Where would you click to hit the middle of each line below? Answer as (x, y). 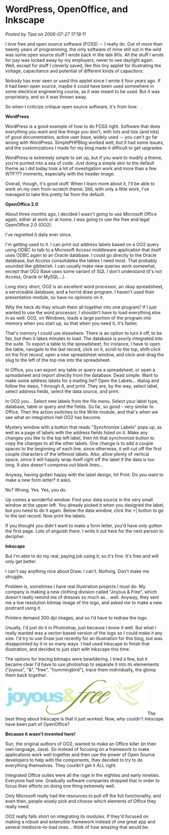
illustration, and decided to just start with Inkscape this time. (68, 649)
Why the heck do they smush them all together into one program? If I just (81, 307)
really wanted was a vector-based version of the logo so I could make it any (84, 633)
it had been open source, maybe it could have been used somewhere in (79, 86)
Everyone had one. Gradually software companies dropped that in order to (82, 780)
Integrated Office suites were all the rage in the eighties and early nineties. (82, 775)
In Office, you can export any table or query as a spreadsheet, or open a (80, 370)
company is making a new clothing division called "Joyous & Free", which (81, 592)
